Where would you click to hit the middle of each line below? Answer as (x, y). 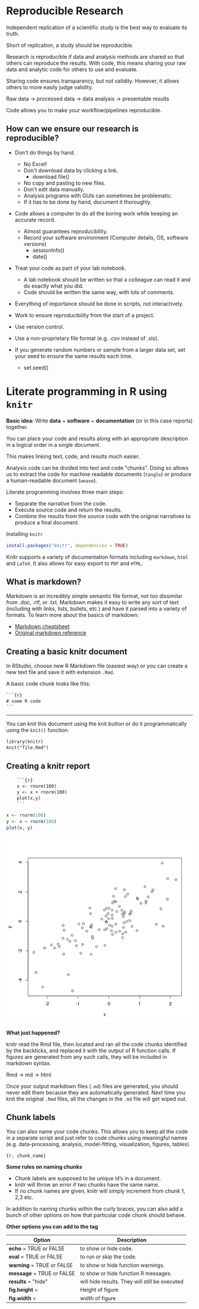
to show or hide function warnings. (122, 1265)
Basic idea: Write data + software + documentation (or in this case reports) (99, 421)
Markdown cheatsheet (42, 627)
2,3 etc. (24, 1197)
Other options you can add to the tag (52, 1227)
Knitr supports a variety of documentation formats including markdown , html (97, 557)
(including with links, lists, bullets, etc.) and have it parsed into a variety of (97, 609)
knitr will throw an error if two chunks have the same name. (87, 1185)
